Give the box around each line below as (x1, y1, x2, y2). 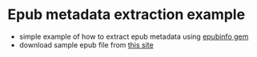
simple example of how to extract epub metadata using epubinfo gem (18, 32, 249, 41)
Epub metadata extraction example (7, 6, 246, 24)
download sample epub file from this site (18, 40, 154, 49)
